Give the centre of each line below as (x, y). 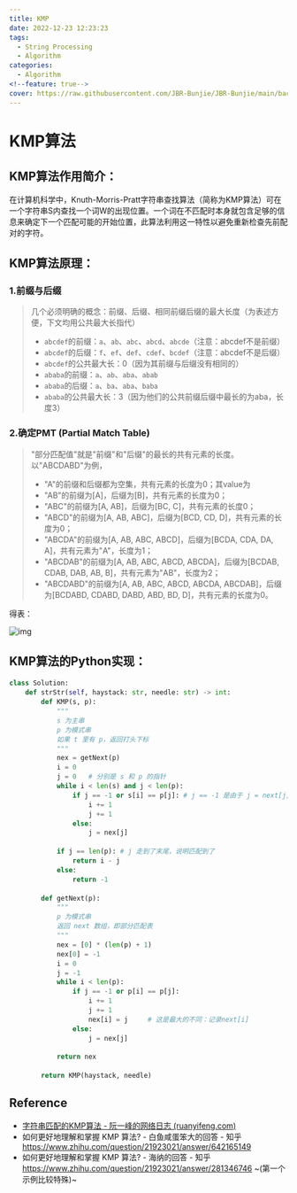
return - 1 (90, 879)
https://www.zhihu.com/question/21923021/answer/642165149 (137, 1146)
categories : (31, 66)
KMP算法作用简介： (63, 177)
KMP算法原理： (52, 263)
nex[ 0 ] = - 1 (78, 954)
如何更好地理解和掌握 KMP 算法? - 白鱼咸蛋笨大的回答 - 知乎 (132, 1136)
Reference (38, 1103)
